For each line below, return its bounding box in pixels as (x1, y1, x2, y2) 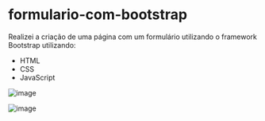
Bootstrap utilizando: (8, 40, 76, 49)
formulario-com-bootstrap (8, 6, 188, 24)
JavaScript (19, 72, 56, 82)
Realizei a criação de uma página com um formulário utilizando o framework (8, 32, 258, 41)
